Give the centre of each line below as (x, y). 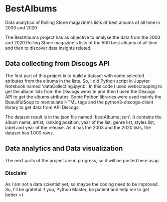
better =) (14, 195)
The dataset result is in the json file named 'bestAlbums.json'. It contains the (83, 117)
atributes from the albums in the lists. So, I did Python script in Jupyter (78, 81)
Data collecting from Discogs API (57, 63)
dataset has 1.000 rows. (30, 133)
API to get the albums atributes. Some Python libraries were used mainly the (83, 97)
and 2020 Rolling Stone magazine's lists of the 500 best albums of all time (82, 42)
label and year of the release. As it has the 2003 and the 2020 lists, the (78, 127)
